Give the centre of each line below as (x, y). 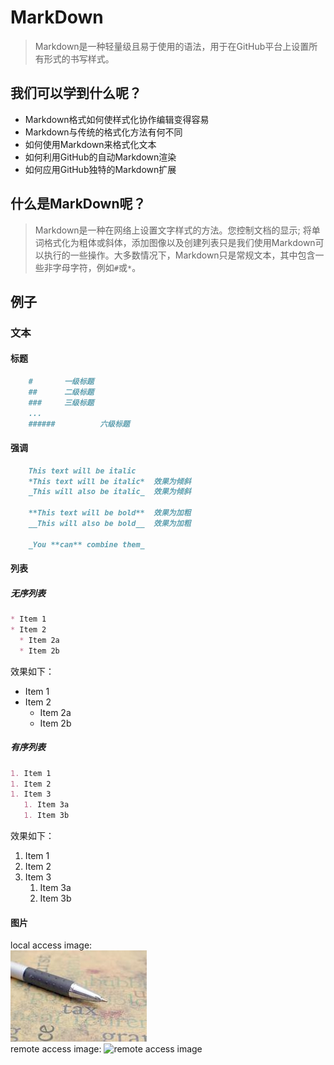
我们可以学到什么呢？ (76, 93)
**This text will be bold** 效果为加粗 (110, 513)
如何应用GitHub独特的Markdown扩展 (100, 169)
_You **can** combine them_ (86, 544)
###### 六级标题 (79, 424)
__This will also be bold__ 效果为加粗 (110, 524)
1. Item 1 (31, 773)
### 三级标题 (61, 402)
